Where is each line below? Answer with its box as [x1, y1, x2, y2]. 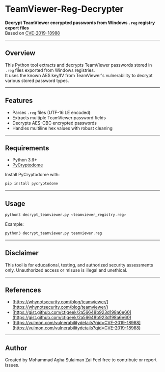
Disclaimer [5, 249, 39, 257]
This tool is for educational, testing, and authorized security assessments [5, 262, 153, 268]
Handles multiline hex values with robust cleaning [12, 125, 113, 131]
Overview [5, 49, 36, 57]
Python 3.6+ [12, 157, 38, 163]
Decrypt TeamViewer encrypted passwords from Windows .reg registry [5, 20, 155, 26]
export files [5, 25, 29, 30]
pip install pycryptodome [5, 181, 58, 186]
